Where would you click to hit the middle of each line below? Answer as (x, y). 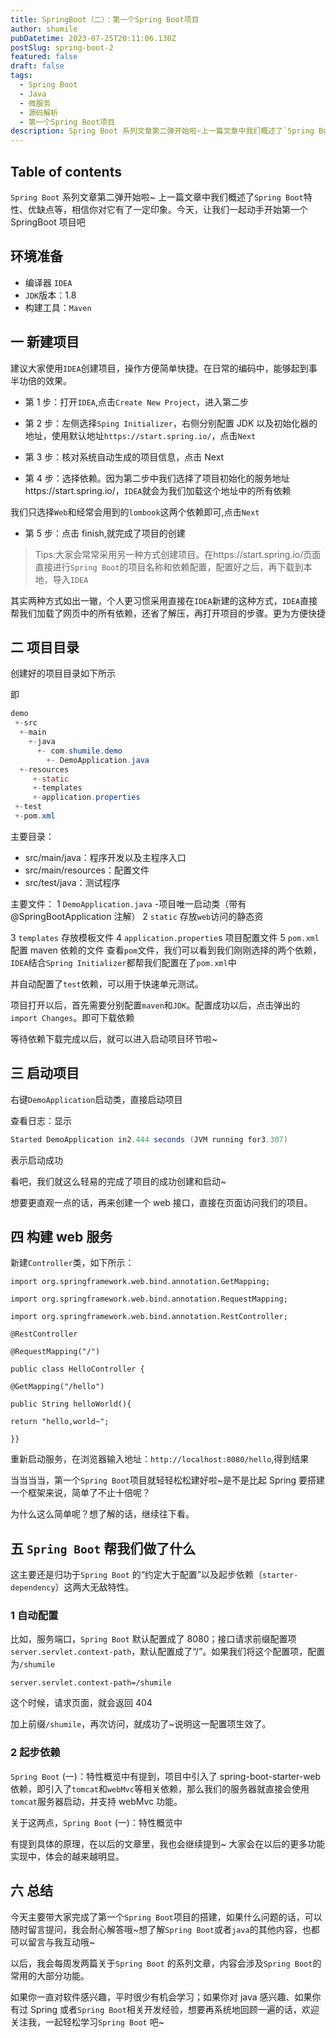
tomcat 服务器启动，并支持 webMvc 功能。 (96, 1801)
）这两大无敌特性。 (94, 1587)
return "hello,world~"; (60, 1422)
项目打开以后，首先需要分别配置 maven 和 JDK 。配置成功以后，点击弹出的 (155, 1005)
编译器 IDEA (48, 282)
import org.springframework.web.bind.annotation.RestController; (149, 1317)
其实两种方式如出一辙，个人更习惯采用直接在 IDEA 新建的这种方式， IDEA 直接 (164, 600)
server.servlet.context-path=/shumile (91, 1683)
